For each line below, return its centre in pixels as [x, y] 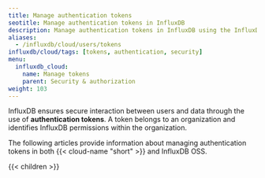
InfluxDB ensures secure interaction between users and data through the [126, 111]
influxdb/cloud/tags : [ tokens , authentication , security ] [105, 52]
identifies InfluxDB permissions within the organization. [98, 128]
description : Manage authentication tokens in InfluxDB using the [119, 30]
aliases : [22, 37]
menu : [17, 60]
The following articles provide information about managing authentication [127, 143]
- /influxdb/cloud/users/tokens [69, 45]
